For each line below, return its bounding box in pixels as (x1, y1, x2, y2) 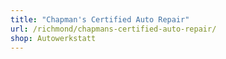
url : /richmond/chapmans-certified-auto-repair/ (10, 24, 217, 34)
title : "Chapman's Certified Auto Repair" (10, 14, 190, 25)
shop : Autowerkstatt (10, 33, 97, 43)
